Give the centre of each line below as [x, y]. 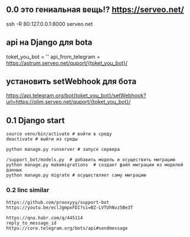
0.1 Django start [35, 120]
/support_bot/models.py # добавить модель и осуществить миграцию [91, 160]
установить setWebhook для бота [71, 82]
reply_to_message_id [32, 223]
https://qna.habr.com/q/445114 [45, 218]
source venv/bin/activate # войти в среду [59, 134]
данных [14, 170]
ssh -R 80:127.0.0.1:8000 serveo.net [50, 24]
